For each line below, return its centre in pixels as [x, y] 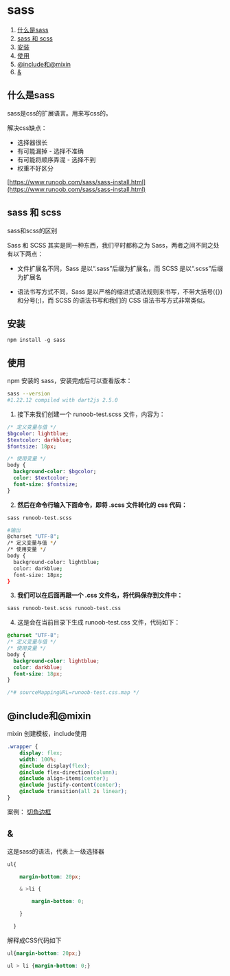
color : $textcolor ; [41, 478]
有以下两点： [25, 254]
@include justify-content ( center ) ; [70, 785]
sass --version [29, 394]
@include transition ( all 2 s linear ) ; [73, 792]
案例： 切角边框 [29, 812]
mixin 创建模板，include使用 [47, 734]
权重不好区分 [35, 168]
